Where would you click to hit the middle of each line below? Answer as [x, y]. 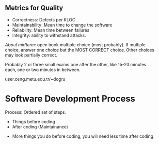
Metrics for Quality [34, 8]
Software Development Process [70, 99]
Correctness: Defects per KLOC [44, 19]
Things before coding [33, 122]
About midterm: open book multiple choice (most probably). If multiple [75, 45]
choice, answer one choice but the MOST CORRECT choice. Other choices [80, 50]
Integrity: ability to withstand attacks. [49, 35]
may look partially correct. [31, 55]
